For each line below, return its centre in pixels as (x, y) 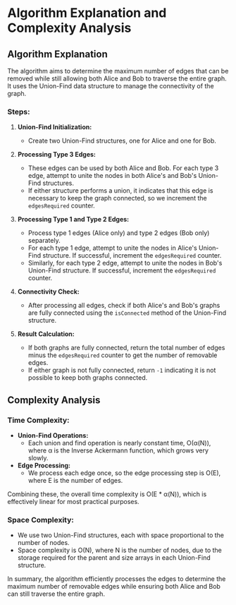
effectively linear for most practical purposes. (73, 501)
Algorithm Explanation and (87, 13)
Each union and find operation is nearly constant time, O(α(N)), (119, 443)
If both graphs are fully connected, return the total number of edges (126, 348)
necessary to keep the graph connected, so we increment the (117, 198)
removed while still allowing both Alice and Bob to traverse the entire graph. (117, 78)
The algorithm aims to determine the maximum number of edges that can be (118, 71)
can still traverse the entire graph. (56, 594)
